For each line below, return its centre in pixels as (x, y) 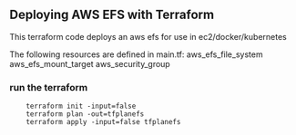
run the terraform (49, 87)
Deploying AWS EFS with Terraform (112, 15)
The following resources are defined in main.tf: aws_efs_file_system (136, 54)
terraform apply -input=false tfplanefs (103, 122)
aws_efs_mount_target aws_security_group (90, 63)
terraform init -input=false (81, 106)
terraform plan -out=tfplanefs (85, 114)
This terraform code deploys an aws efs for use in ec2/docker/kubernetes (148, 36)
